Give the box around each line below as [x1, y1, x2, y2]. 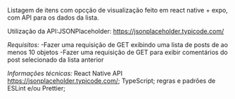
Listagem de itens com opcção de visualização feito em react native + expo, [7, 6, 229, 14]
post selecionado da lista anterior [7, 55, 104, 64]
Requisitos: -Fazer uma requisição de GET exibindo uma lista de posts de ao [7, 41, 229, 48]
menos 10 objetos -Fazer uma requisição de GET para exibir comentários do [7, 48, 228, 56]
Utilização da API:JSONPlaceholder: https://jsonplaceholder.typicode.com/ [7, 27, 224, 35]
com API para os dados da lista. [7, 13, 100, 22]
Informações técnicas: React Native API [7, 70, 123, 77]
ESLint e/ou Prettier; [7, 84, 65, 92]
